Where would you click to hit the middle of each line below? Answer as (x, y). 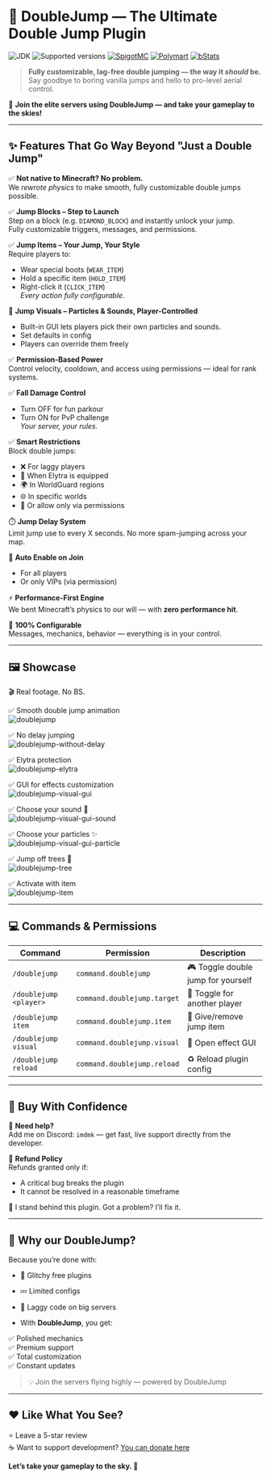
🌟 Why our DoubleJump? (72, 1240)
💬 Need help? (31, 1126)
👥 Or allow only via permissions (72, 505)
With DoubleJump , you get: (66, 1323)
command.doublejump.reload (128, 1064)
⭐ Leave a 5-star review (48, 1435)
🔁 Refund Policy (35, 1159)
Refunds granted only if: (48, 1167)
